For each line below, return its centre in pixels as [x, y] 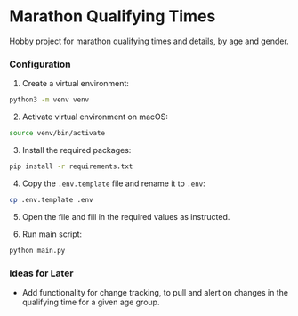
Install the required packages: [77, 150]
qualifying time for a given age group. [91, 302]
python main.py [37, 250]
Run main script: [52, 234]
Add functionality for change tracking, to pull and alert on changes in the [155, 292]
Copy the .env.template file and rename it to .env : [114, 183]
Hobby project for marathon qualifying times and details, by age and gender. [149, 41]
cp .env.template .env [51, 199]
